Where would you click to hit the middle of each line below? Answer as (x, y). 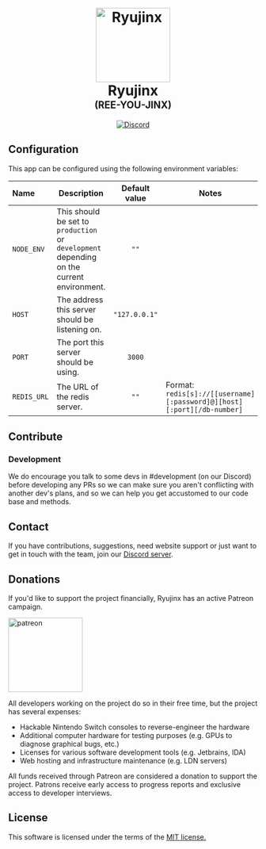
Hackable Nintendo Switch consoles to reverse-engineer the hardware (135, 727)
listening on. (79, 329)
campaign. (26, 607)
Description (81, 193)
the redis (73, 396)
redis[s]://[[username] (211, 394)
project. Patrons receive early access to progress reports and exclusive (125, 785)
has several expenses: (45, 712)
